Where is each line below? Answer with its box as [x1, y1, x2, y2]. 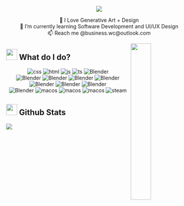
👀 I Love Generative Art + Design [59, 16, 139, 24]
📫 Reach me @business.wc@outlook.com [47, 29, 151, 36]
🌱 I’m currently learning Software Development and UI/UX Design [19, 23, 179, 29]
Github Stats [18, 108, 66, 118]
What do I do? [18, 52, 71, 62]
